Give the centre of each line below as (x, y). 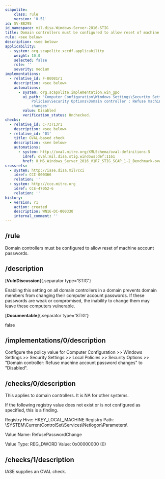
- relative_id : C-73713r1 (36, 124)
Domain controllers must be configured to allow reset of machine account (80, 248)
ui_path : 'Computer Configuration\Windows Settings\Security (87, 97)
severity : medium (32, 70)
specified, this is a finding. (32, 410)
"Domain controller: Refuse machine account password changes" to (74, 363)
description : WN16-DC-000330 (44, 212)
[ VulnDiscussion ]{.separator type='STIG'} (48, 280)
